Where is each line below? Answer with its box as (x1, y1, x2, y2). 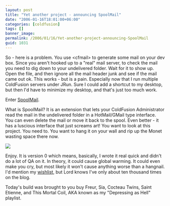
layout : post (5, 7, 33, 13)
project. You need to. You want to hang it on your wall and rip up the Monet (5, 128, 162, 134)
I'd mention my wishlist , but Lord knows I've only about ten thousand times (5, 168, 162, 175)
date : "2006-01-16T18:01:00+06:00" (5, 17, 81, 22)
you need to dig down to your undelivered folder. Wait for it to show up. (5, 65, 154, 71)
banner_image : (5, 31, 36, 36)
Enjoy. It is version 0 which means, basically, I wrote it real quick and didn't (5, 153, 162, 159)
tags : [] (5, 26, 24, 31)
